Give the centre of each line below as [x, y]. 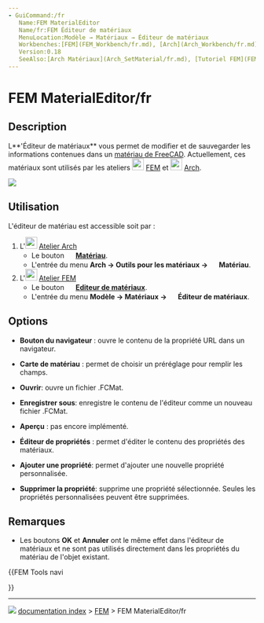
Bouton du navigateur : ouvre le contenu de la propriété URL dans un [132, 340]
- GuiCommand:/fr [37, 15]
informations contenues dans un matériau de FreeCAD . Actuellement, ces [127, 154]
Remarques [37, 521]
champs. [34, 372]
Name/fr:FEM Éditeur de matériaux [75, 30]
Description [37, 127]
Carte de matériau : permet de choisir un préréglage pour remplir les [131, 364]
